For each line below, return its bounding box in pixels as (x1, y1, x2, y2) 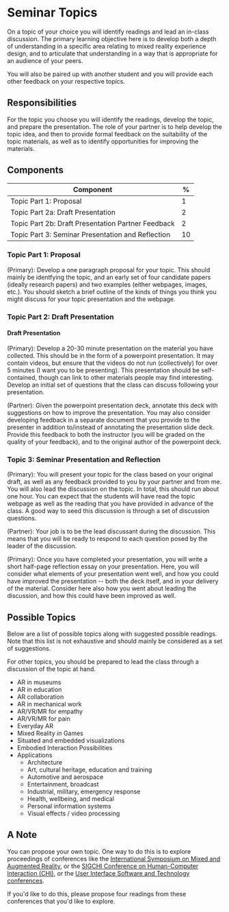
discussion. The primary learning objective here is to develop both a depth (7, 34, 217, 43)
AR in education (16, 686, 62, 694)
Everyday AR (16, 722, 53, 730)
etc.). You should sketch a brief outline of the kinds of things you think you (7, 287, 217, 296)
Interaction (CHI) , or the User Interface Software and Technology (7, 869, 190, 877)
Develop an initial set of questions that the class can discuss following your (7, 381, 219, 389)
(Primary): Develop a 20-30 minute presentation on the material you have (7, 344, 213, 352)
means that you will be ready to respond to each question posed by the (7, 535, 208, 543)
